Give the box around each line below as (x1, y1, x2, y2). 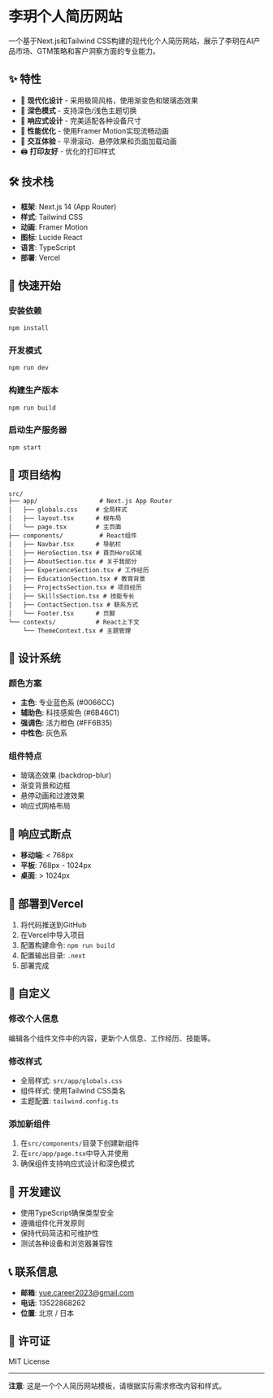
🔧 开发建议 (8, 1185, 61, 1199)
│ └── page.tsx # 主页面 (8, 523, 122, 532)
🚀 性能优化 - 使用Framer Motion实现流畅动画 (19, 125, 169, 135)
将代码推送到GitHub (19, 920, 87, 930)
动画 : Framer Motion (19, 221, 89, 232)
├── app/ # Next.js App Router (8, 497, 173, 506)
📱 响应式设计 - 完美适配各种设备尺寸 (19, 116, 142, 125)
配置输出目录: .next (19, 950, 86, 961)
